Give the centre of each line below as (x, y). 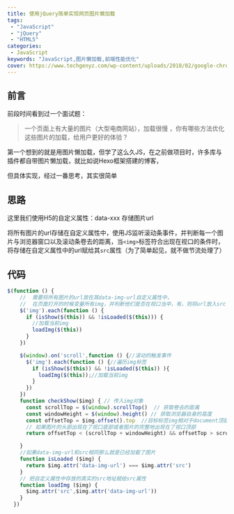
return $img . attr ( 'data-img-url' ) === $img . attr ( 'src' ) (108, 465)
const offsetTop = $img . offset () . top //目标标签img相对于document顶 (125, 420)
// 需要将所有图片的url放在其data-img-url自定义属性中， (96, 298)
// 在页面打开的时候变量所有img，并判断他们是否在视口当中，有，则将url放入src (123, 304)
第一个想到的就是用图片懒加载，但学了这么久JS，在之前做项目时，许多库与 (115, 152)
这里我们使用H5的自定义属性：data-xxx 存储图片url (80, 218)
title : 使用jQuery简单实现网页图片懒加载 (61, 14)
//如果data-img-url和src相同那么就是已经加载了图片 (88, 453)
